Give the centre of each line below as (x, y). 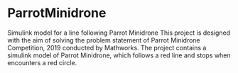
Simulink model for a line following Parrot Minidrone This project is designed (119, 33)
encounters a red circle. (42, 62)
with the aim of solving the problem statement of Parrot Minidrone (104, 40)
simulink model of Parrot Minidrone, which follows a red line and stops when (119, 55)
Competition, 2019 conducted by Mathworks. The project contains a (107, 47)
